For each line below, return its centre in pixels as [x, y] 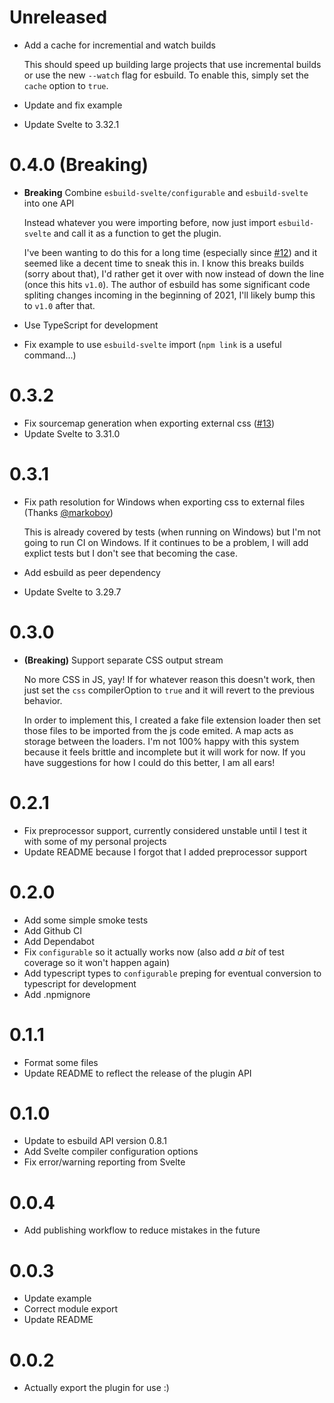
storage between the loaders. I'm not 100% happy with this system [161, 741]
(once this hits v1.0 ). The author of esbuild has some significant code [167, 284]
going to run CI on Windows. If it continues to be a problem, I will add [166, 542]
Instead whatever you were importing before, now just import [149, 222]
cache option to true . [66, 85]
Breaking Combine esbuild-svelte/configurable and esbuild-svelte [166, 192]
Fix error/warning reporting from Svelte [104, 1162]
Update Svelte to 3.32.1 [71, 124]
